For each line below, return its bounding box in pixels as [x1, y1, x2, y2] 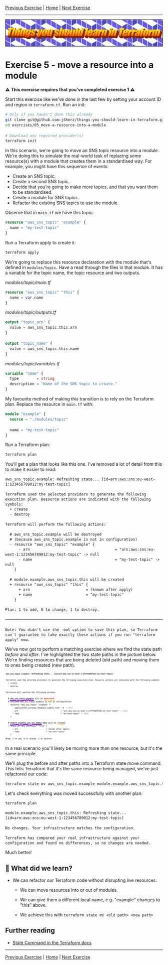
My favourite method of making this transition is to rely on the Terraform [5, 396, 154, 402]
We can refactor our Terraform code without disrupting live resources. [12, 877, 157, 883]
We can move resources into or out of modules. [19, 887, 118, 893]
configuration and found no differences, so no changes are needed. [5, 841, 151, 846]
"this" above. [19, 902, 47, 908]
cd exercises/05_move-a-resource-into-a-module [5, 122, 106, 127]
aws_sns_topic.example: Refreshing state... [5, 477, 99, 482]
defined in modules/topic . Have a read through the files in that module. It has [5, 264, 163, 270]
